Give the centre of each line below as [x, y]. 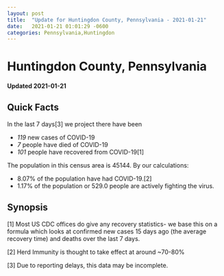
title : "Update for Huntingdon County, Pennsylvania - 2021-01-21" [107, 20]
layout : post [26, 13]
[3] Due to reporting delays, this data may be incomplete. [88, 265]
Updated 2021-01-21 [37, 86]
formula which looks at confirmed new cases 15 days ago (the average [107, 231]
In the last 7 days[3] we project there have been [75, 124]
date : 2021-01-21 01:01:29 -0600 [58, 26]
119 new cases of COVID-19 [56, 137]
